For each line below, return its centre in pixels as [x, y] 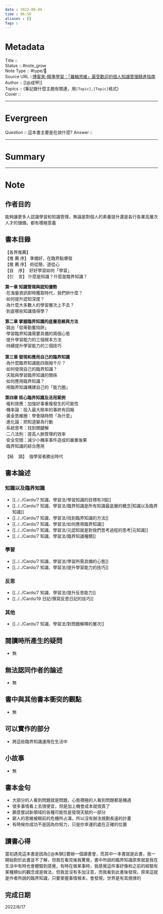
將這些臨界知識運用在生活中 [40, 741]
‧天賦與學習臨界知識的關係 [31, 375]
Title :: [11, 61]
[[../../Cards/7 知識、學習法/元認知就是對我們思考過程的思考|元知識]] [80, 530]
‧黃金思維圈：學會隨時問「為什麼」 [40, 415]
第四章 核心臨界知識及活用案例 [35, 397]
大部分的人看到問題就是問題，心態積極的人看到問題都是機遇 [72, 800]
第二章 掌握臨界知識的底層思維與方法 [42, 321]
